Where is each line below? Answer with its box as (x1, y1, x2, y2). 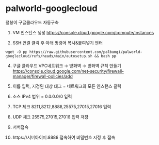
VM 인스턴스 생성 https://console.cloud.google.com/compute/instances (12, 29, 154, 35)
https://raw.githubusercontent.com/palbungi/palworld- (29, 49, 143, 54)
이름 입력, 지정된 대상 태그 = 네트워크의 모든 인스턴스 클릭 (12, 83, 122, 89)
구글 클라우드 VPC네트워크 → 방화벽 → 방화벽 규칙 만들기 (12, 63, 122, 68)
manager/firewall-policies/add (12, 73, 73, 79)
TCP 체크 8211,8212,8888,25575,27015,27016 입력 (12, 104, 111, 109)
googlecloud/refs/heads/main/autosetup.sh (5, 53, 93, 58)
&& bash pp (94, 53, 117, 58)
